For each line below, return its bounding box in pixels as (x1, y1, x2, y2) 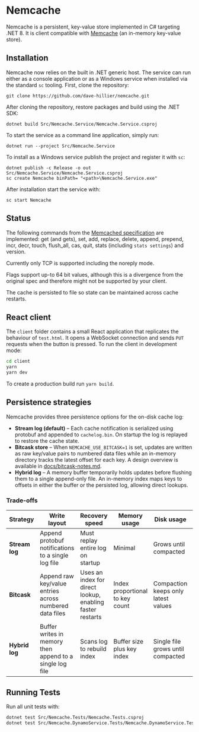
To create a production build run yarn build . (6, 381, 114, 387)
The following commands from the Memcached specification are (6, 229, 164, 236)
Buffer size (113, 638, 144, 646)
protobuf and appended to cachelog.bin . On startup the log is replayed (14, 431, 188, 438)
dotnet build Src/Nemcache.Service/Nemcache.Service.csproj (6, 121, 158, 127)
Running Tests (6, 687, 60, 698)
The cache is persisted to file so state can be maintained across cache (6, 289, 179, 296)
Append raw (39, 572, 74, 581)
